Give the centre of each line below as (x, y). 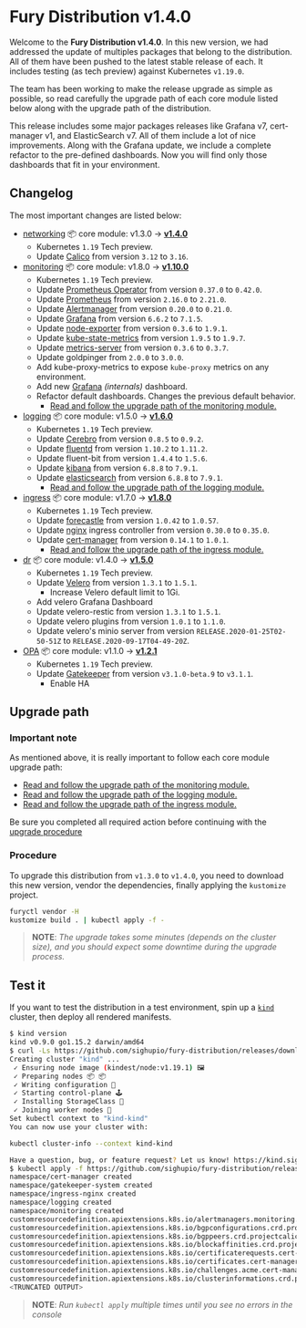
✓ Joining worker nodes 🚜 (62, 1110)
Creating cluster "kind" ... (65, 1059)
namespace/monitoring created (67, 1210)
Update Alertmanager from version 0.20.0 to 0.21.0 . (134, 308)
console (46, 1314)
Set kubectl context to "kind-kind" (79, 1119)
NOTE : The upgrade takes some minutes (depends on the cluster (154, 938)
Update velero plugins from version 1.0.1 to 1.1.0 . (131, 621)
